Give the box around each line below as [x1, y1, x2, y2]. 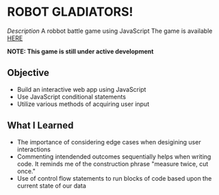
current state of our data [16, 181, 87, 190]
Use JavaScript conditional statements [16, 92, 127, 101]
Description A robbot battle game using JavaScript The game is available [7, 27, 213, 35]
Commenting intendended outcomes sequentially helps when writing [16, 152, 211, 161]
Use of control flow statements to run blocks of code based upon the [16, 174, 212, 182]
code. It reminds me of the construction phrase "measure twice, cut [16, 159, 209, 168]
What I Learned [7, 120, 74, 131]
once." [16, 167, 36, 175]
